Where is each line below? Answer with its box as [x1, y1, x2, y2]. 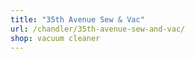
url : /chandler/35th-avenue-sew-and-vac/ [10, 24, 186, 34]
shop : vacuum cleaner [10, 33, 101, 43]
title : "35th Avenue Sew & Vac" [10, 14, 145, 25]
